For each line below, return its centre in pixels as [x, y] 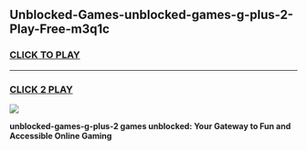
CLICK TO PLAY [45, 55]
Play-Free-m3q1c [59, 30]
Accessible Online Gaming [61, 135]
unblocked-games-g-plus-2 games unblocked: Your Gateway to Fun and [150, 125]
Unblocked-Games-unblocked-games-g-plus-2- [152, 15]
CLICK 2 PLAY [41, 89]
